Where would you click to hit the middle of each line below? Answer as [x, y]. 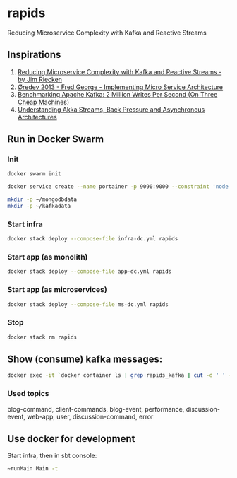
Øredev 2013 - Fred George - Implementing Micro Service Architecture [120, 87]
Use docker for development [71, 439]
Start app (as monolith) [48, 257]
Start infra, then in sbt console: [52, 456]
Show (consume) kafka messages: [85, 360]
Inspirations [34, 55]
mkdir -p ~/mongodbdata [42, 199]
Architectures [37, 117]
